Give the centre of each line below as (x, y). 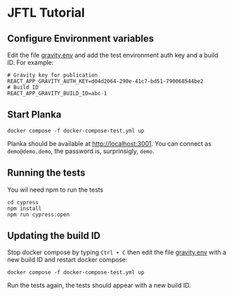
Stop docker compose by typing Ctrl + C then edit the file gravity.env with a (117, 252)
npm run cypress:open (39, 214)
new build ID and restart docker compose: (67, 260)
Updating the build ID (54, 236)
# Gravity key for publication (53, 75)
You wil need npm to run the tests (55, 190)
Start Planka (34, 115)
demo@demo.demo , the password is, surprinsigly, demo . (81, 151)
